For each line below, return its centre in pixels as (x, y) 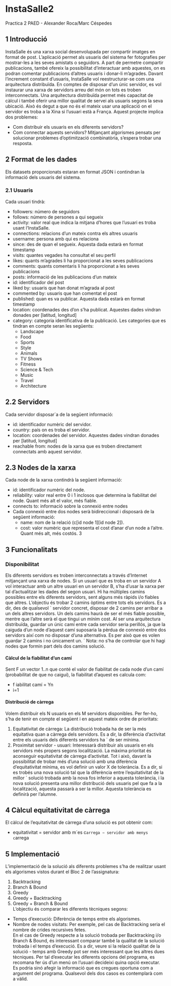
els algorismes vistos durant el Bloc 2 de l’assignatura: (63, 872)
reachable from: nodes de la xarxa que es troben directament (77, 446)
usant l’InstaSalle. (31, 228)
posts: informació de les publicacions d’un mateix (65, 277)
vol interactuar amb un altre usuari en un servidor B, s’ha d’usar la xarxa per (85, 586)
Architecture (33, 386)
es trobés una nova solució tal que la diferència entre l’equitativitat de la (88, 772)
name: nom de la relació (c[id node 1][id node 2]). (72, 522)
